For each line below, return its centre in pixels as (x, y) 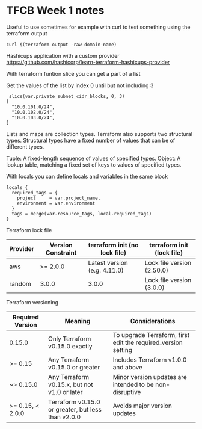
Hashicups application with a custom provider (63, 55)
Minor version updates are (150, 377)
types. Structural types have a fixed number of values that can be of (91, 140)
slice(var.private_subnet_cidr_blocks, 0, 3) (67, 96)
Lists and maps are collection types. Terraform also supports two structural (99, 134)
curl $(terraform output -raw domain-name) (62, 45)
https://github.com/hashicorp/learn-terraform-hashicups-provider (88, 62)
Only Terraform (69, 339)
